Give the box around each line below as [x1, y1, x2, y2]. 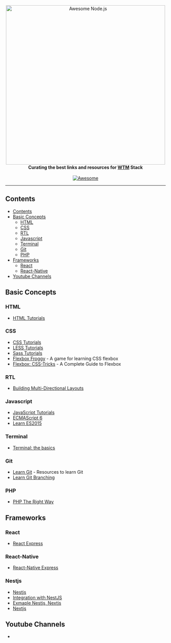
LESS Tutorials [12, 344, 43, 351]
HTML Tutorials [12, 315, 45, 321]
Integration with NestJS [12, 594, 63, 601]
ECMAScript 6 [12, 415, 43, 421]
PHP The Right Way [12, 499, 54, 505]
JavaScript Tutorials [12, 409, 55, 416]
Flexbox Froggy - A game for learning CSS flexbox [12, 355, 119, 362]
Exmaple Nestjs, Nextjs [12, 600, 62, 606]
